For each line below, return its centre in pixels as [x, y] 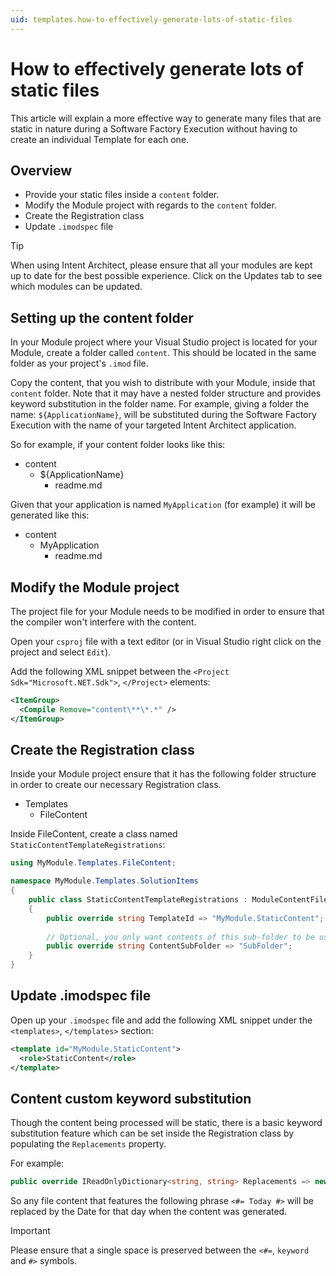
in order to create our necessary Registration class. [116, 785]
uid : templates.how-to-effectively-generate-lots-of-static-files [151, 19]
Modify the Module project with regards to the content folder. [150, 205]
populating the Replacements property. [88, 1144]
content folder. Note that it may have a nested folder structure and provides [166, 393]
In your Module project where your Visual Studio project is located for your [164, 342]
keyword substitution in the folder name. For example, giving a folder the [160, 404]
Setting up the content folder [102, 317]
